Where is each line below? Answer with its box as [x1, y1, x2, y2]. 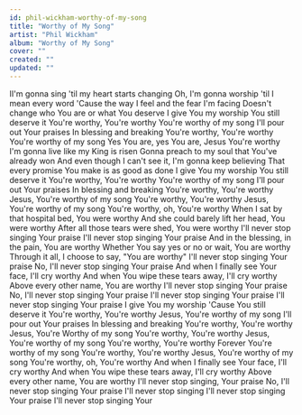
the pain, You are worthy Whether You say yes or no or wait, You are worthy [9, 241, 291, 253]
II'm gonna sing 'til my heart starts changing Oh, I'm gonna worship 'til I [9, 88, 275, 99]
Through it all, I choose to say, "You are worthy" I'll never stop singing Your [9, 251, 288, 262]
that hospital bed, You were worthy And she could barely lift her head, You [9, 213, 286, 224]
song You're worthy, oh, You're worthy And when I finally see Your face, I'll [9, 356, 287, 367]
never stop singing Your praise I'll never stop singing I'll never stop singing [9, 385, 286, 396]
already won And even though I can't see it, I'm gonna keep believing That [9, 155, 286, 166]
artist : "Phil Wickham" [9, 30, 99, 39]
